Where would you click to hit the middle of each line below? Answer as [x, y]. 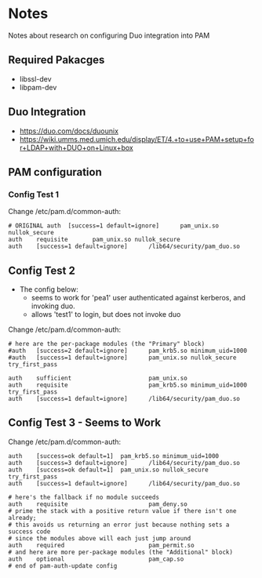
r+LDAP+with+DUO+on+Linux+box [76, 147]
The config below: [49, 289]
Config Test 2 [42, 270]
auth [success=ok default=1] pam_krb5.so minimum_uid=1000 [114, 456]
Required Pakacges [56, 60]
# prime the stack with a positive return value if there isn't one [122, 511]
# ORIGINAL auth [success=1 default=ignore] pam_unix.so [114, 226]
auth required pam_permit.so [101, 545]
